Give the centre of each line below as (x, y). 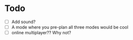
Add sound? (23, 22)
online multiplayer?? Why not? (41, 33)
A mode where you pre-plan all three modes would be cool (70, 27)
